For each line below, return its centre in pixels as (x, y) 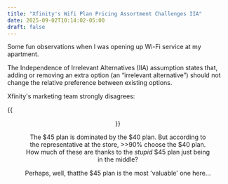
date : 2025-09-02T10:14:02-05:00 (56, 20)
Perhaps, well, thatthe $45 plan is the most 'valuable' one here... (118, 173)
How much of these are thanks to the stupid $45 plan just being (118, 152)
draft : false (26, 27)
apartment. (23, 54)
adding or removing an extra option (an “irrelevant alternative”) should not (114, 75)
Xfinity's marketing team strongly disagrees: (71, 96)
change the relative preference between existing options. (90, 83)
